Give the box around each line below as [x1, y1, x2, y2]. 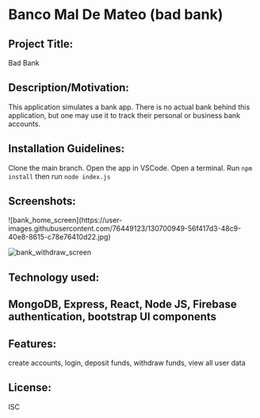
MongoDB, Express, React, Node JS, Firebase [8, 297, 237, 311]
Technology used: [8, 270, 100, 284]
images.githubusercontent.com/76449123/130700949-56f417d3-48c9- [8, 224, 242, 233]
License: [8, 381, 52, 394]
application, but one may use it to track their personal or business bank [8, 110, 240, 120]
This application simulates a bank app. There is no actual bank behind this [8, 102, 250, 112]
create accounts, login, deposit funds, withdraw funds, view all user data [8, 359, 246, 368]
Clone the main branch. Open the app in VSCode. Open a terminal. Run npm [8, 163, 253, 172]
